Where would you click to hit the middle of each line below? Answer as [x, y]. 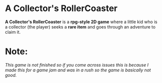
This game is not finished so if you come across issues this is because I [77, 65]
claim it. [13, 32]
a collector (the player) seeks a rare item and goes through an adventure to [80, 27]
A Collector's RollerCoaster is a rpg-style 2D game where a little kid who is [81, 22]
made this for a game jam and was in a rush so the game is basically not [78, 70]
